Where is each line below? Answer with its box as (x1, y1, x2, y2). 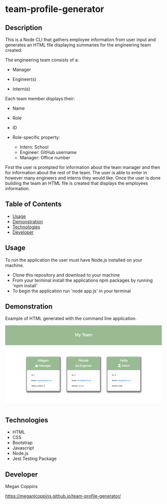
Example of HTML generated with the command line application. (5, 316, 137, 322)
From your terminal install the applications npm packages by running (12, 277, 153, 283)
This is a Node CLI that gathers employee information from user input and (5, 36, 156, 42)
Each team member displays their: (5, 96, 75, 101)
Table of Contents (5, 200, 62, 208)
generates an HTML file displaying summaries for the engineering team (5, 42, 151, 48)
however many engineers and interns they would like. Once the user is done (5, 175, 161, 181)
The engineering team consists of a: (5, 57, 79, 63)
